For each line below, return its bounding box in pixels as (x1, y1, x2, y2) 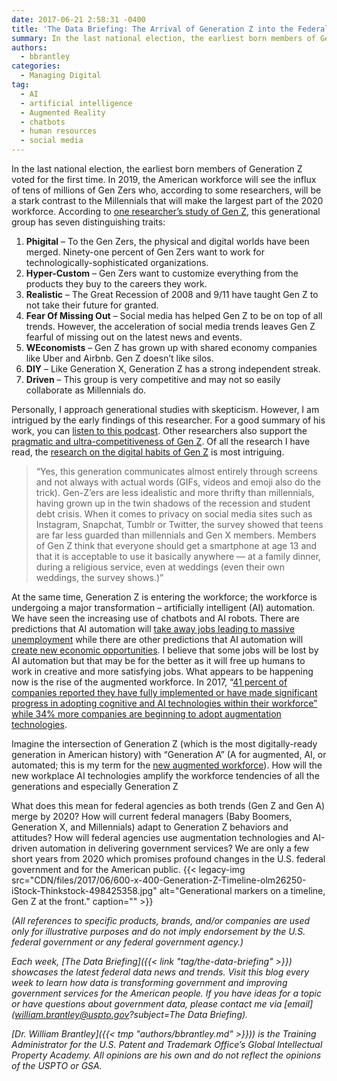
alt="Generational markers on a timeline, (159, 885, 326, 896)
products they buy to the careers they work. (25, 278, 208, 290)
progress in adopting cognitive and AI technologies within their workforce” (11, 697, 318, 709)
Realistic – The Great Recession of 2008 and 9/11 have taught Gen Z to (25, 289, 319, 300)
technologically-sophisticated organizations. (25, 257, 209, 268)
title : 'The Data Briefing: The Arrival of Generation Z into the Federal (11, 24, 330, 34)
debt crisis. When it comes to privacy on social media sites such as (35, 508, 313, 520)
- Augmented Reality (20, 107, 106, 118)
